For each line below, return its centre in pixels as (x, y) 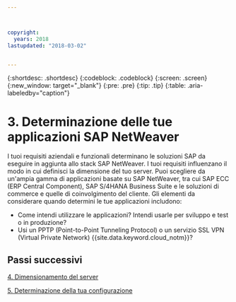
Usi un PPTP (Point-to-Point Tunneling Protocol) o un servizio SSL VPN (121, 230)
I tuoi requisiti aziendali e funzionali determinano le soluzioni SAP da (107, 156)
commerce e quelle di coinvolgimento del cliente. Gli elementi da (101, 194)
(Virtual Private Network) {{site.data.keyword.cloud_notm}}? (105, 238)
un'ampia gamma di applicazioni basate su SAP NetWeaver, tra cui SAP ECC (118, 179)
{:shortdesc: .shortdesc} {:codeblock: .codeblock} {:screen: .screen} (107, 78)
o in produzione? (42, 223)
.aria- (195, 86)
